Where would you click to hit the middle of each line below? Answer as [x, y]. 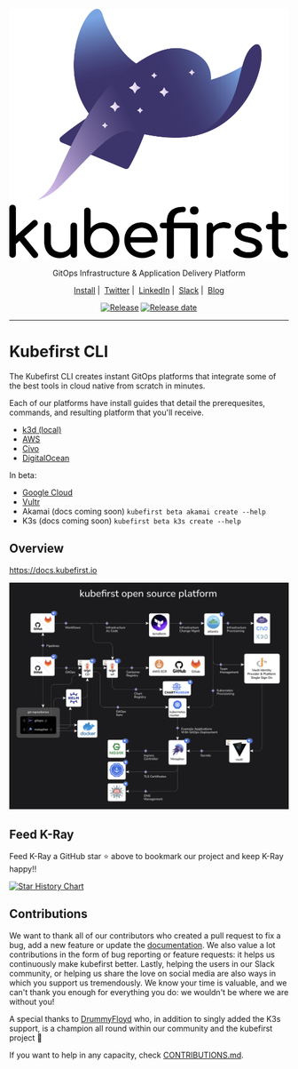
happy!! [23, 869]
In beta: [23, 475]
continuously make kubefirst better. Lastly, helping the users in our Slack [142, 963]
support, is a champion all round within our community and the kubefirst [141, 1028]
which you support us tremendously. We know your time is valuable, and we [148, 983]
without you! [32, 1001]
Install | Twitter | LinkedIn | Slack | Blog [149, 290]
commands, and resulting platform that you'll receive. [106, 412]
